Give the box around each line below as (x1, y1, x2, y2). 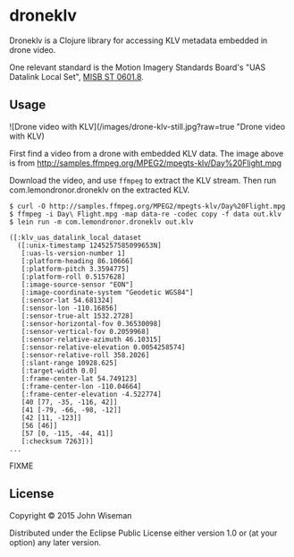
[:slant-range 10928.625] (21, 358, 118, 367)
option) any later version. (9, 536, 101, 547)
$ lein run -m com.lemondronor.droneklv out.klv (9, 217, 194, 227)
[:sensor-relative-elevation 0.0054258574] (21, 342, 186, 352)
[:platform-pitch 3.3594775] (21, 264, 130, 273)
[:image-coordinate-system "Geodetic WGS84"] (21, 287, 194, 296)
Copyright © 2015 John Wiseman (9, 510, 132, 520)
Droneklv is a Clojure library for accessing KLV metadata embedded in (9, 35, 268, 46)
